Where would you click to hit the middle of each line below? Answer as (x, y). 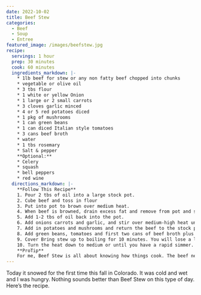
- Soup (20, 34)
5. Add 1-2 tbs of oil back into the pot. (71, 217)
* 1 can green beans (42, 123)
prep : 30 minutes (33, 62)
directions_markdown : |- (42, 184)
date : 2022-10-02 (28, 12)
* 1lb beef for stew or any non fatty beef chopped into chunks (99, 78)
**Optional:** (34, 156)
